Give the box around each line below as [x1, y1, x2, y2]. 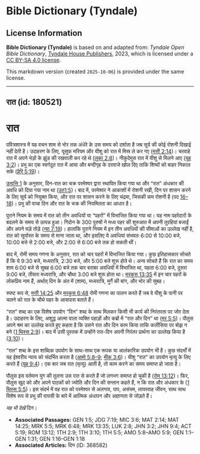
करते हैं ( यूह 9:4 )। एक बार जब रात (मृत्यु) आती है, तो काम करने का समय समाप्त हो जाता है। [6, 360, 182, 367]
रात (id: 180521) [6, 97, 62, 107]
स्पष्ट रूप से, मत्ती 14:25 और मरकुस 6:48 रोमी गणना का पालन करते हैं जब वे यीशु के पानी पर [6, 289, 183, 297]
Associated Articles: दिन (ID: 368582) [14, 441, 108, 449]
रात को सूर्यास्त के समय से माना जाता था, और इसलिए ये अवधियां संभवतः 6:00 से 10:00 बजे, [6, 232, 182, 239]
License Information [6, 28, 82, 38]
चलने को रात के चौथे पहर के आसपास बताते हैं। [6, 297, 95, 304]
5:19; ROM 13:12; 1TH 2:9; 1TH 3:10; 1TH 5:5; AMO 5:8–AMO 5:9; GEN [14, 429, 185, 436]
